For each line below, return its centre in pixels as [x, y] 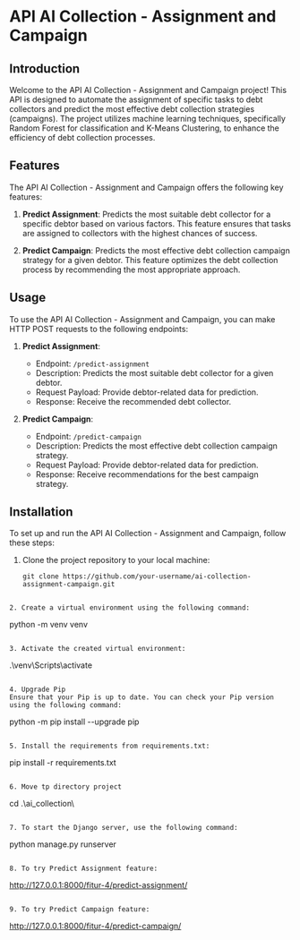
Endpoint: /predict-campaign [88, 436]
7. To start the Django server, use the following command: [124, 828]
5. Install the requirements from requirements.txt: [110, 746]
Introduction [45, 68]
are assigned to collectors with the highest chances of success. [140, 233]
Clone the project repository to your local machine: [116, 560]
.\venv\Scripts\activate [51, 665]
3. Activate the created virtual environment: [98, 649]
